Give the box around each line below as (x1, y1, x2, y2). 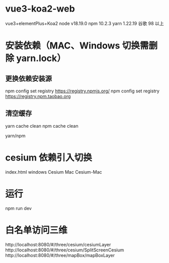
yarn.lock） (16, 52, 66, 64)
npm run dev (5, 205, 32, 211)
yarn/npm (5, 132, 26, 139)
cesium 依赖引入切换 (5, 152, 93, 163)
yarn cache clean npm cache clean (5, 123, 78, 129)
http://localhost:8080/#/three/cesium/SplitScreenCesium (5, 247, 124, 253)
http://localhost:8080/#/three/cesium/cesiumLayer (5, 241, 111, 247)
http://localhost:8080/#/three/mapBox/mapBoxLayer (5, 252, 115, 258)
